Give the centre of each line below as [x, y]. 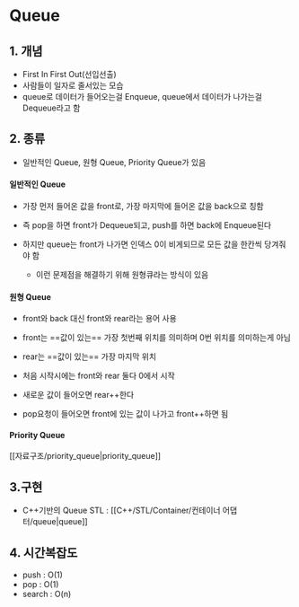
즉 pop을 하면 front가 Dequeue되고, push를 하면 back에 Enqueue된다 [147, 225]
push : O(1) [42, 575]
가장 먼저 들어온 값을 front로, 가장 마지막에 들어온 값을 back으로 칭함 [143, 207]
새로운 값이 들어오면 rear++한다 [78, 395]
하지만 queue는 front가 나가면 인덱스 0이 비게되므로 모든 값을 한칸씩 [142, 244]
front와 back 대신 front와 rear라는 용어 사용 [99, 319]
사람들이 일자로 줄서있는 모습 [73, 85]
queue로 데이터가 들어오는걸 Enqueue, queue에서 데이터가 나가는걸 [142, 97]
